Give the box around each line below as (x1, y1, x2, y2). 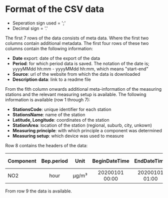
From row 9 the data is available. (5, 188, 72, 194)
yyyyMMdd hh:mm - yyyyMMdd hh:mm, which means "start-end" (12, 66, 148, 72)
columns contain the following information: (5, 45, 93, 51)
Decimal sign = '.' (12, 25, 48, 31)
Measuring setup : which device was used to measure (12, 133, 124, 139)
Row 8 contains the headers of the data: (5, 142, 88, 148)
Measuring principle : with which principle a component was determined (12, 127, 162, 133)
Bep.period (41, 157, 68, 164)
